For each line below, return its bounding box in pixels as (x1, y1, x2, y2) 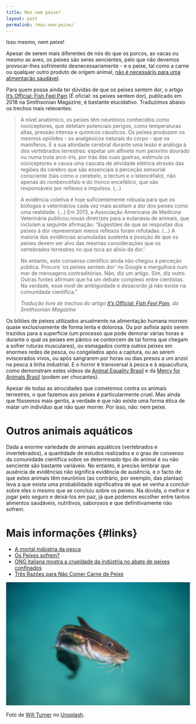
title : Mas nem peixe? (6, 9, 61, 15)
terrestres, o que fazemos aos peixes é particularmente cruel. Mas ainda (6, 391, 181, 398)
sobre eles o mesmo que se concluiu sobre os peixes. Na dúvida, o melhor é (6, 487, 190, 494)
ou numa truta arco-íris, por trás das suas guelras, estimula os (20, 154, 170, 161)
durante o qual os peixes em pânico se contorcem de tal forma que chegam (6, 336, 188, 343)
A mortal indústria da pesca (14, 546, 81, 553)
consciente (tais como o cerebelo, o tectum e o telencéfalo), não (20, 172, 176, 179)
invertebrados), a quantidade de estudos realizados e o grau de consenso (6, 450, 184, 457)
